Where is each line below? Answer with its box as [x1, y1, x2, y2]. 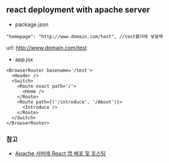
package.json [14, 20, 49, 28]
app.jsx [14, 55, 34, 63]
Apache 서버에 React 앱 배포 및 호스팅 [14, 150, 106, 157]
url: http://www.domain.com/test [6, 44, 87, 51]
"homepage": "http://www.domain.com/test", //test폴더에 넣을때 [6, 33, 164, 40]
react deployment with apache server [6, 5, 150, 15]
